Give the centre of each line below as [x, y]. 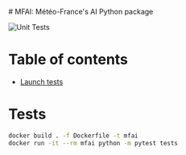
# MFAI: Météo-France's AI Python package [81, 12]
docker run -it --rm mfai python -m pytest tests [93, 143]
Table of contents [68, 60]
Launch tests [41, 82]
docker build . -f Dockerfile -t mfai [73, 136]
